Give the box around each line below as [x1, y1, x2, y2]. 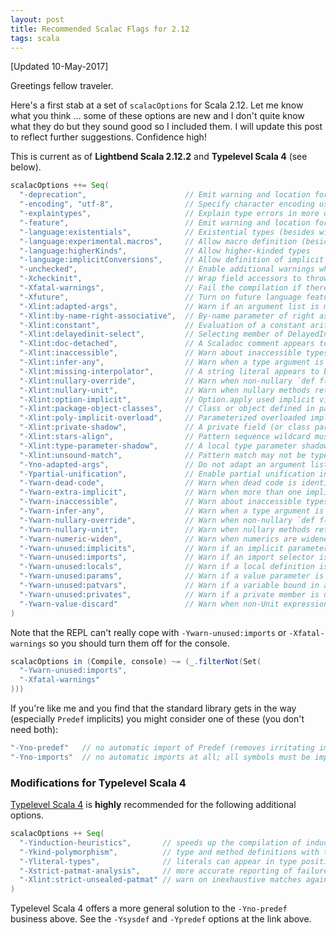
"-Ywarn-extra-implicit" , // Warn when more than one [19, 487, 302, 498]
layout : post [10, 14, 65, 25]
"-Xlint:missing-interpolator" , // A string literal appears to [19, 366, 320, 376]
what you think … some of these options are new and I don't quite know [10, 110, 305, 122]
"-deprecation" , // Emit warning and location [19, 190, 311, 200]
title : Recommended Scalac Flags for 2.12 [10, 24, 190, 34]
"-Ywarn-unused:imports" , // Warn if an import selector [19, 552, 315, 563]
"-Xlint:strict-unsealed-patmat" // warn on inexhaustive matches [19, 875, 302, 885]
